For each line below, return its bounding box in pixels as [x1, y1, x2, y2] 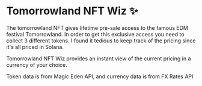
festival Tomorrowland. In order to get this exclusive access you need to [6, 30, 185, 38]
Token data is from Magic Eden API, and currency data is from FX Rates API [6, 73, 194, 80]
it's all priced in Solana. [6, 43, 64, 50]
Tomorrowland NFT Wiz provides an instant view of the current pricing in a [6, 55, 191, 62]
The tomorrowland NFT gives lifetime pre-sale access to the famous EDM [6, 24, 188, 31]
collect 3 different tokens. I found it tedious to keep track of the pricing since [6, 37, 196, 44]
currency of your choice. [6, 61, 68, 68]
